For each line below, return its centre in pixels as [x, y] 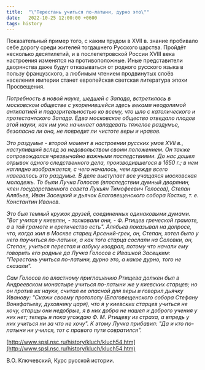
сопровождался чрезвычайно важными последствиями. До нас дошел [101, 156]
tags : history [25, 23]
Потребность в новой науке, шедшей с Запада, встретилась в [89, 98]
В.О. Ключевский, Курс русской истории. [60, 361]
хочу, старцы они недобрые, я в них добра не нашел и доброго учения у [102, 310]
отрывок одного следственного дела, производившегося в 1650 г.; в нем [102, 163]
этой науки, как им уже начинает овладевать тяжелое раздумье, [93, 125]
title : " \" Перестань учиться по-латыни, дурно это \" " [78, 12]
